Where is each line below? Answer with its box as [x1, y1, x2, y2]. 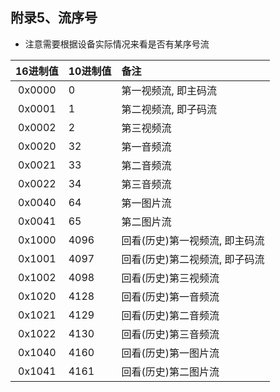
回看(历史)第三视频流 [121, 271, 220, 285]
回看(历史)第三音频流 [121, 327, 220, 341]
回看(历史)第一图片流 [121, 346, 220, 360]
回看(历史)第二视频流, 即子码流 [121, 252, 265, 266]
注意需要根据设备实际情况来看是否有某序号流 [24, 38, 210, 50]
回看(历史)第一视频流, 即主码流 [121, 233, 265, 247]
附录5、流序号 [10, 9, 98, 27]
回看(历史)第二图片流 [121, 364, 220, 378]
